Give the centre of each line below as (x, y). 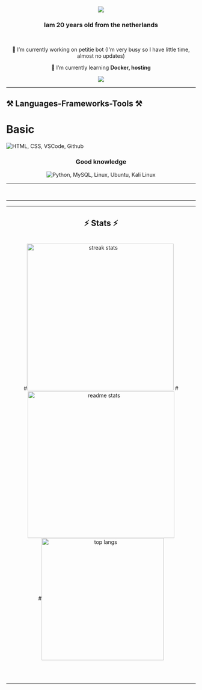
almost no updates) (101, 56)
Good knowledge (101, 161)
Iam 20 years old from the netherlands (101, 25)
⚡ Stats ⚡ (101, 223)
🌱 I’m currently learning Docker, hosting (101, 68)
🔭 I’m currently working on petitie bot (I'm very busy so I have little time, (101, 50)
